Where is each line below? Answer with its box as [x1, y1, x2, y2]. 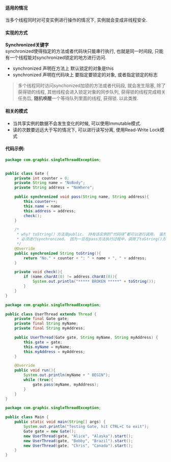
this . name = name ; [23, 204, 63, 209]
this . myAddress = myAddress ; [23, 349, 85, 354]
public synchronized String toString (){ [14, 251, 101, 256]
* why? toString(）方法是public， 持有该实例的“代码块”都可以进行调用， [16, 232, 157, 237]
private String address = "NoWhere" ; [14, 185, 95, 191]
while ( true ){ [23, 377, 53, 383]
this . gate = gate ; [23, 339, 63, 345]
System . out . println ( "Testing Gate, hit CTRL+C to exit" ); [23, 424, 149, 429]
